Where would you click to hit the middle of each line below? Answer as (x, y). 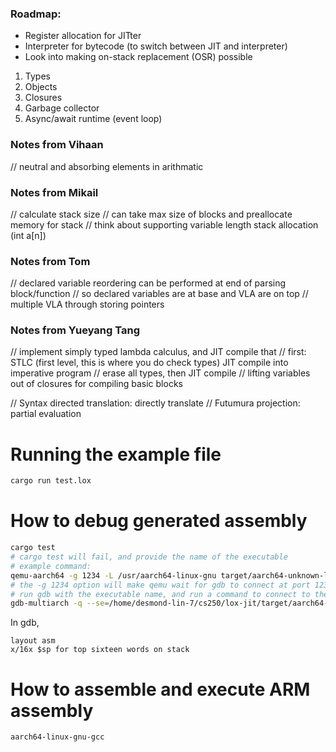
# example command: (51, 566)
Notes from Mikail (54, 192)
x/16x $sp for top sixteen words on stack (100, 650)
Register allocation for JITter (83, 36)
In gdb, (25, 623)
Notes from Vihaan (57, 145)
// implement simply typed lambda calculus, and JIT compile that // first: (158, 352)
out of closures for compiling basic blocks (96, 384)
